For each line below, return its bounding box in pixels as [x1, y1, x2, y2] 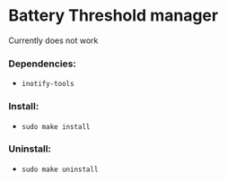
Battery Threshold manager [8, 5, 219, 26]
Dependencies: [8, 57, 77, 70]
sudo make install [21, 122, 91, 131]
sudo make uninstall [21, 165, 99, 174]
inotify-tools [21, 80, 74, 89]
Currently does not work [8, 35, 99, 46]
